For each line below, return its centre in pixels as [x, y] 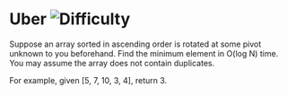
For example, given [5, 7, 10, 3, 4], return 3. [88, 80]
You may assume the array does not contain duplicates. [112, 63]
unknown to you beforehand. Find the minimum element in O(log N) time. [144, 53]
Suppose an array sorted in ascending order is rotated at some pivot [135, 44]
